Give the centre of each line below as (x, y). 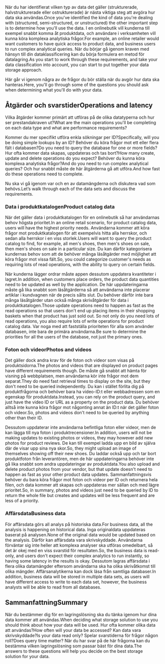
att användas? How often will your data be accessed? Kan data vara (73, 630)
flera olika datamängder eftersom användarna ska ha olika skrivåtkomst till (80, 566)
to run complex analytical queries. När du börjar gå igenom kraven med (77, 49)
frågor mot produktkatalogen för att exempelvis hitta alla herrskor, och (76, 233)
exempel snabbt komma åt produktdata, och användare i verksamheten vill (81, 33)
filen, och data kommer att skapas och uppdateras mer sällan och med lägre (82, 485)
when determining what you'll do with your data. (54, 90)
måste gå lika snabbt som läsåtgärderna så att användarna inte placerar (78, 290)
